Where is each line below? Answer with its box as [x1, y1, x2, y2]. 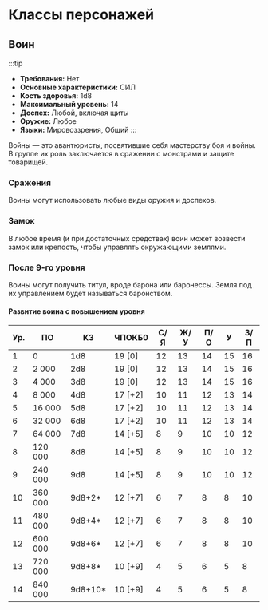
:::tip [8, 58, 23, 68]
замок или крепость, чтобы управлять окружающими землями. [8, 242, 227, 252]
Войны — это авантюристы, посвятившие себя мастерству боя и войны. [8, 141, 257, 149]
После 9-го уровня [8, 262, 85, 273]
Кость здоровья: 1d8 [19, 91, 93, 101]
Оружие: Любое [19, 117, 77, 125]
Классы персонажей [8, 6, 155, 24]
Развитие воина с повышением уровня [8, 307, 145, 316]
